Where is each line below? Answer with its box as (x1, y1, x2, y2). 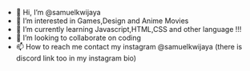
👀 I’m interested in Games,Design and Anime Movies (15, 16, 189, 26)
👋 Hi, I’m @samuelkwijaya (15, 8, 102, 17)
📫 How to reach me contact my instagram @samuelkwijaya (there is (15, 42, 243, 51)
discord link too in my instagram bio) (15, 53, 137, 63)
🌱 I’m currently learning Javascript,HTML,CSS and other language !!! (15, 25, 242, 34)
